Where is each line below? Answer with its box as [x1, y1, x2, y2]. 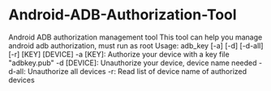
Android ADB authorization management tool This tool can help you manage [8, 32, 263, 42]
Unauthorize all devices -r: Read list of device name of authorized [27, 66, 247, 76]
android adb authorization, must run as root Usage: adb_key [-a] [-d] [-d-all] [8, 40, 264, 50]
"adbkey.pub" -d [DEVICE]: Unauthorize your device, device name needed [8, 58, 257, 68]
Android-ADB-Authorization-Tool [8, 6, 237, 24]
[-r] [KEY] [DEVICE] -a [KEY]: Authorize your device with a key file [8, 49, 230, 59]
